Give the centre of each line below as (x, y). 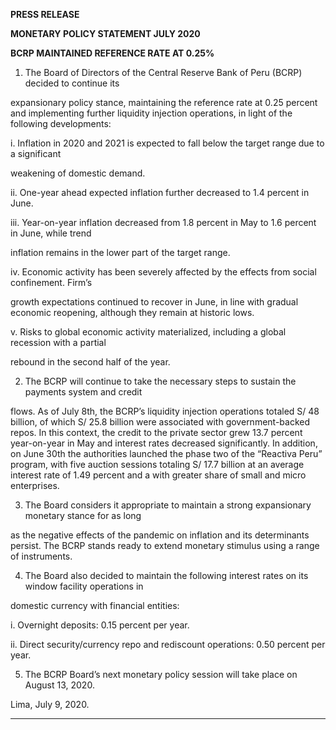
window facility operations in (84, 586)
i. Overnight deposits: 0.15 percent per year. (100, 625)
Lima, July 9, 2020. (50, 704)
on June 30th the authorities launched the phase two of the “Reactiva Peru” (166, 453)
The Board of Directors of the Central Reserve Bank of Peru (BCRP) (163, 72)
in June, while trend (51, 233)
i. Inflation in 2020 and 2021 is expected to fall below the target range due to (167, 143)
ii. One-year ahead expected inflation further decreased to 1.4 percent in (160, 192)
